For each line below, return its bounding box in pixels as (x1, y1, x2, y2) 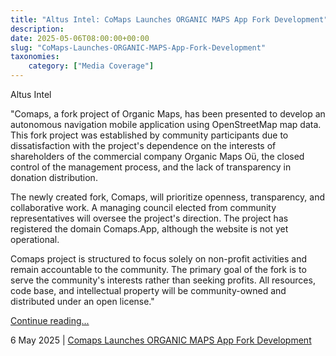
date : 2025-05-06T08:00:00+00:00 (10, 33, 150, 43)
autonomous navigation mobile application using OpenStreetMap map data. (10, 119, 322, 130)
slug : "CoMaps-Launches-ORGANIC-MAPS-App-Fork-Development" (10, 42, 267, 53)
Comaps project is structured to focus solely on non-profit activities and (10, 253, 307, 265)
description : (10, 24, 65, 34)
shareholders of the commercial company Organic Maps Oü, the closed (10, 151, 305, 162)
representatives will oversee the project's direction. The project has (10, 212, 289, 224)
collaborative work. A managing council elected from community (10, 202, 277, 213)
